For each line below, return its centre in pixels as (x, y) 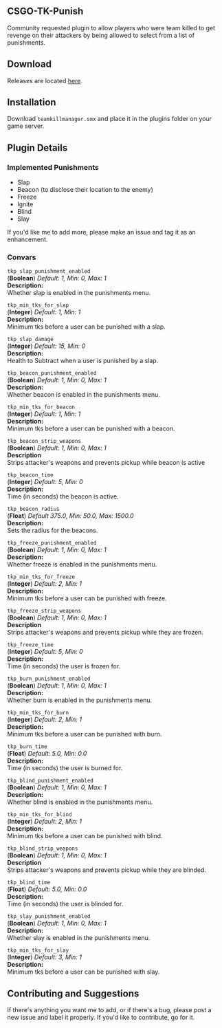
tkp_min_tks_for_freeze (41, 577)
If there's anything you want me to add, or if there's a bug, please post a (109, 1010)
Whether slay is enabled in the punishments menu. (79, 938)
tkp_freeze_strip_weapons (44, 611)
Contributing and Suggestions (73, 993)
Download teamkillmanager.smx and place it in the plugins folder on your (109, 119)
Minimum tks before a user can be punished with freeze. (87, 598)
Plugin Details (37, 147)
